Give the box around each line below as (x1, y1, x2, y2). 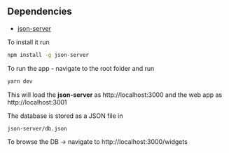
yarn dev (7, 77, 33, 85)
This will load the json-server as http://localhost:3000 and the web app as (7, 91, 223, 99)
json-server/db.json (7, 125, 68, 132)
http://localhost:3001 (7, 98, 67, 106)
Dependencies (7, 6, 72, 18)
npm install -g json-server (7, 51, 90, 58)
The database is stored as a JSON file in (7, 112, 123, 120)
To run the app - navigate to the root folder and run (7, 64, 155, 72)
